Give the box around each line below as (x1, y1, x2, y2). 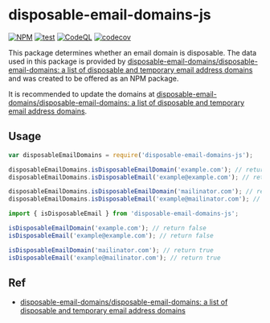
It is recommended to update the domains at (8, 89, 155, 98)
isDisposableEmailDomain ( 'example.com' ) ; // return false (8, 224, 207, 232)
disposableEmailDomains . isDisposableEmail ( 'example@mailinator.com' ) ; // (8, 195, 261, 203)
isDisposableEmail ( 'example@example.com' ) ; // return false (8, 231, 215, 239)
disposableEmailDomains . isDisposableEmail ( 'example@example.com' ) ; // (8, 173, 250, 181)
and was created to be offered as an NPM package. (8, 73, 179, 83)
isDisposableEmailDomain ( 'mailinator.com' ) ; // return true (8, 246, 215, 255)
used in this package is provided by (8, 56, 126, 66)
